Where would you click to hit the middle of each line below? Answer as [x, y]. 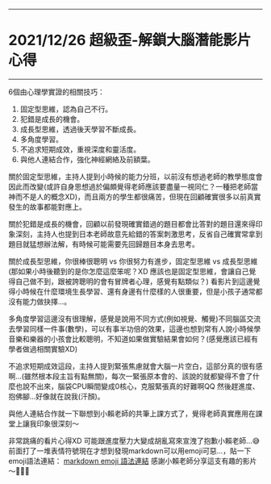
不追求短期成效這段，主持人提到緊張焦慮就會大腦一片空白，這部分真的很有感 [135, 366]
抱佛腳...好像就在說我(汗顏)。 [56, 396]
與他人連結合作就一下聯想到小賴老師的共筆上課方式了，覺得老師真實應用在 [132, 413]
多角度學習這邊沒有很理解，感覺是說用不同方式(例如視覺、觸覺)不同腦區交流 [135, 319]
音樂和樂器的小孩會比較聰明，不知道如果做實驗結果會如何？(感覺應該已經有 [133, 339]
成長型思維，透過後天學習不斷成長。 [80, 129]
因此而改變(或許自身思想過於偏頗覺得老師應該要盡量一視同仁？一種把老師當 [133, 186]
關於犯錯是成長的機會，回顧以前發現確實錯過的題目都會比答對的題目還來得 [132, 223]
